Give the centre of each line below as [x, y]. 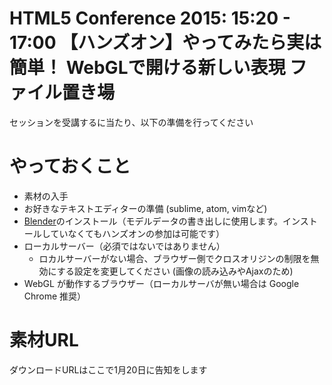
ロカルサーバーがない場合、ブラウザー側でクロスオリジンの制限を [174, 258]
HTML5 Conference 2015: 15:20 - [150, 18]
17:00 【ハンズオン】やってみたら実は [165, 43]
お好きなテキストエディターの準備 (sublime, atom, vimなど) [145, 208]
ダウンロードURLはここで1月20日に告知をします [108, 369]
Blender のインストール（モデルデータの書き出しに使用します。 [153, 221]
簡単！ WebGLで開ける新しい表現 [147, 68]
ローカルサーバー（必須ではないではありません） [124, 246]
